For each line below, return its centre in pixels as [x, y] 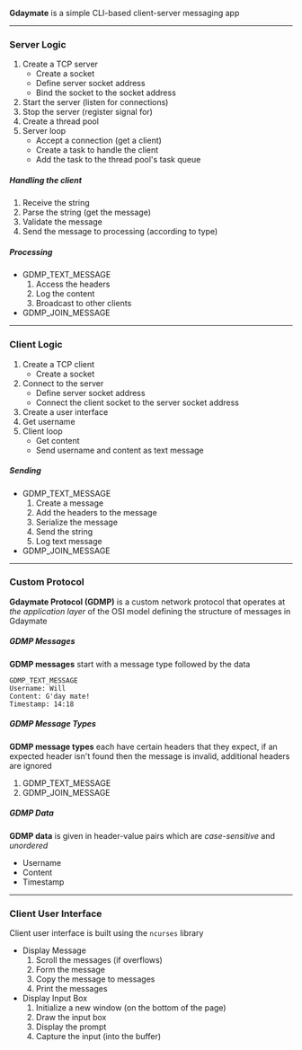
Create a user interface [65, 411]
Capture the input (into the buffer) [98, 1036]
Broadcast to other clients [84, 304]
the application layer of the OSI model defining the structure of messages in [150, 611]
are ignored [31, 765]
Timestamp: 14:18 [42, 704]
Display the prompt [71, 1027]
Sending [26, 471]
